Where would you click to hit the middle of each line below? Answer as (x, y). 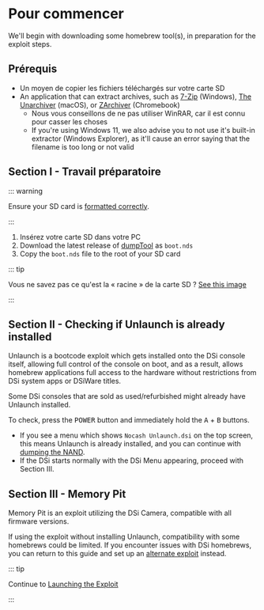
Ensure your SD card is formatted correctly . (79, 206)
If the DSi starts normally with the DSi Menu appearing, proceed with (131, 460)
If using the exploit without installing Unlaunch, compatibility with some (124, 537)
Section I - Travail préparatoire (85, 172)
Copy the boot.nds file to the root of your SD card (100, 253)
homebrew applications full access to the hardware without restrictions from (132, 373)
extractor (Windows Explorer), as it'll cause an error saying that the (141, 138)
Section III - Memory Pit (67, 494)
